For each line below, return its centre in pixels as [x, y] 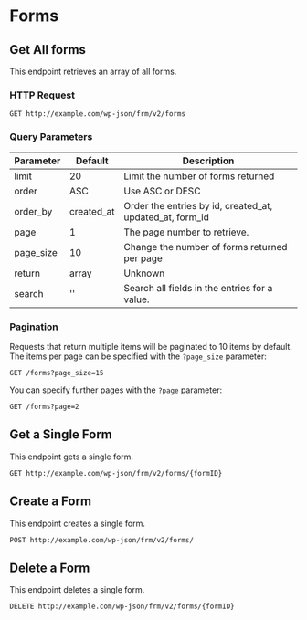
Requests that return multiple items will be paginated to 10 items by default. [151, 346]
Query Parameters [51, 137]
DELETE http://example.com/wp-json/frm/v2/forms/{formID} [122, 607]
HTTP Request [42, 95]
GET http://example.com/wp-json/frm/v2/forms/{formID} [116, 473]
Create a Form [51, 502]
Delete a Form [50, 567]
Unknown [144, 273]
